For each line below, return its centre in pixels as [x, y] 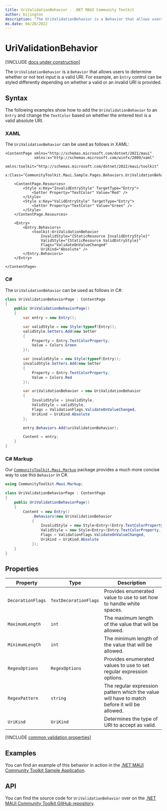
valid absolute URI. [24, 121]
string [58, 698]
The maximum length [129, 618]
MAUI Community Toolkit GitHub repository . [50, 803]
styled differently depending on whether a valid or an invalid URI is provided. [83, 82]
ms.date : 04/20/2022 [27, 24]
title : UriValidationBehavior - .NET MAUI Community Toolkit [70, 10]
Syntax [16, 98]
